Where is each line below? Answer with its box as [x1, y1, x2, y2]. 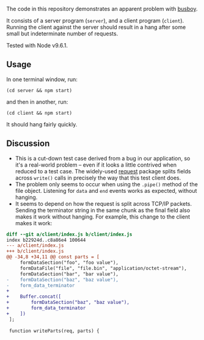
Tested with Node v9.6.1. [6, 42, 68, 49]
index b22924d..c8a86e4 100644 [6, 237, 86, 243]
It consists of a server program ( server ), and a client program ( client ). [6, 17, 184, 24]
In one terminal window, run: [6, 76, 78, 83]
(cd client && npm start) [6, 110, 72, 116]
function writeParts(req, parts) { [9, 328, 100, 334]
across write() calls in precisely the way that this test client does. [15, 174, 181, 181]
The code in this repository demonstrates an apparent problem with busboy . [6, 5, 198, 12]
